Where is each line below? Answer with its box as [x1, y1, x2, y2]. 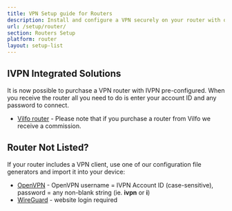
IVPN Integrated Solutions [7, 68, 122, 80]
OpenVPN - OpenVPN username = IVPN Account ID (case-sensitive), [17, 181, 214, 189]
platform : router [7, 36, 57, 43]
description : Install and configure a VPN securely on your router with [7, 17, 221, 24]
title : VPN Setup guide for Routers [7, 10, 113, 17]
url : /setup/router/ [7, 23, 67, 30]
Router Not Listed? [7, 142, 89, 154]
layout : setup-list [7, 42, 64, 49]
